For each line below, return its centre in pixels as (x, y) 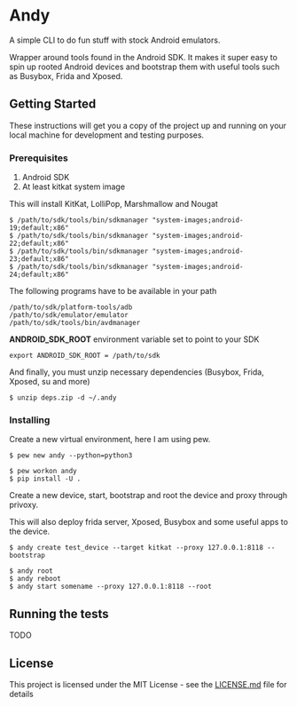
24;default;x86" (39, 275)
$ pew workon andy (43, 472)
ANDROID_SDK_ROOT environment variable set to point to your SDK (134, 339)
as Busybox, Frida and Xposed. (66, 75)
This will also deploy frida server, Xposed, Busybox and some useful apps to (148, 522)
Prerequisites (39, 158)
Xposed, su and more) (50, 382)
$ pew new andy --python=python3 (71, 456)
